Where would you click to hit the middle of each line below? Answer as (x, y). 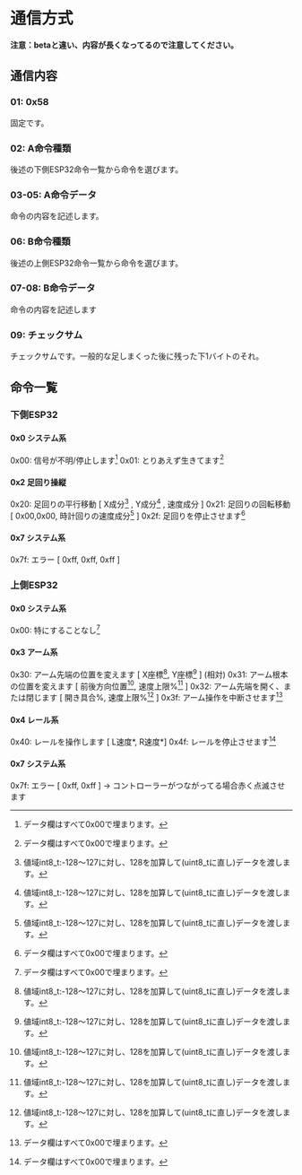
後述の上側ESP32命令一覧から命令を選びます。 (97, 263)
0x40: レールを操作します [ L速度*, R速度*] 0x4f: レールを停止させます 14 (143, 741)
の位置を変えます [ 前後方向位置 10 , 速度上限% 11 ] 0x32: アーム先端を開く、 (147, 685)
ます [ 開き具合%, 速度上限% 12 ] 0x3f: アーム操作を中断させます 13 (162, 696)
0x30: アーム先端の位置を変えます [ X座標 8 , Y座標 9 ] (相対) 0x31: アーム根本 (149, 674)
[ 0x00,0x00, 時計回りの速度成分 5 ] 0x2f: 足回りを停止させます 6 (128, 515)
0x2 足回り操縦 (38, 482)
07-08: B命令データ (53, 288)
